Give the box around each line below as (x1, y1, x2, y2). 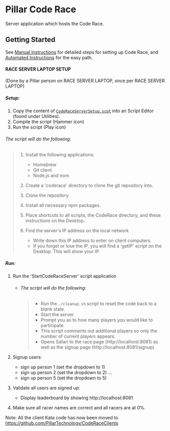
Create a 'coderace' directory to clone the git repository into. (25, 182, 153, 189)
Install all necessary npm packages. (25, 202, 101, 209)
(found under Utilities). (12, 113, 60, 119)
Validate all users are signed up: (12, 385, 80, 391)
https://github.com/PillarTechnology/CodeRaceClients (5, 420, 118, 426)
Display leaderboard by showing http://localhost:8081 (20, 395, 133, 401)
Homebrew (33, 161, 57, 168)
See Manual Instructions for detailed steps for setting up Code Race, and (5, 49, 158, 55)
